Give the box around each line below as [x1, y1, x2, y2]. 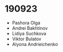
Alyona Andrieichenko [12, 41, 58, 47]
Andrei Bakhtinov [12, 25, 48, 31]
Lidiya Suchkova [12, 30, 46, 36]
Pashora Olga [12, 20, 41, 26]
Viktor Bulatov [12, 36, 41, 42]
